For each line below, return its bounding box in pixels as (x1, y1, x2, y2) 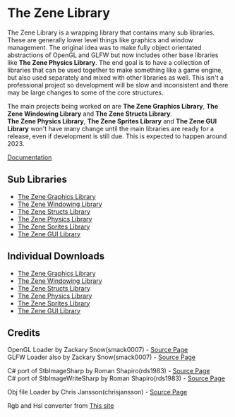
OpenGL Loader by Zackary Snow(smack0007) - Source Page (7, 346, 188, 354)
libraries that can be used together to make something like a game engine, (7, 66, 224, 74)
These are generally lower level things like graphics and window (7, 35, 194, 44)
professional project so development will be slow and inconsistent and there (7, 80, 229, 89)
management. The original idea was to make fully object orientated (7, 43, 202, 52)
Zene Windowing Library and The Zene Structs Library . (7, 109, 173, 118)
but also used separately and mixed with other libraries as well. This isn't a (7, 73, 224, 82)
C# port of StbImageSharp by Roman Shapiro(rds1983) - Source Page (7, 367, 210, 375)
